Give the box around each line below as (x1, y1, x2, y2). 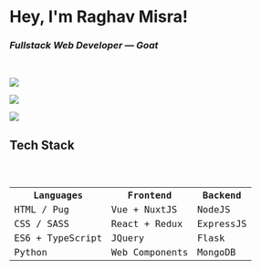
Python (14, 246, 47, 259)
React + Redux (110, 218, 183, 230)
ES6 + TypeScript (14, 233, 103, 244)
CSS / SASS (14, 218, 70, 230)
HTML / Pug (14, 203, 70, 216)
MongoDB (196, 246, 236, 259)
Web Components (110, 246, 189, 259)
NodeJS (196, 203, 231, 216)
